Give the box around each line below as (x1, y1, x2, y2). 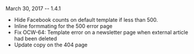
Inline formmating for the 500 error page (14, 23, 113, 29)
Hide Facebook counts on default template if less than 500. (14, 16, 159, 23)
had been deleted (14, 35, 57, 42)
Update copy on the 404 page (14, 41, 88, 48)
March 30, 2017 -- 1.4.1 (5, 5, 61, 12)
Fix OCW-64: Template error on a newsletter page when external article (14, 29, 189, 36)
